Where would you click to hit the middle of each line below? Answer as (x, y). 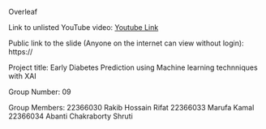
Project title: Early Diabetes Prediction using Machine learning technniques (133, 67)
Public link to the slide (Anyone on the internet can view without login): (127, 43)
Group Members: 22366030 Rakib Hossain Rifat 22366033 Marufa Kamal (131, 107)
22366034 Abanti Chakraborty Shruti (71, 116)
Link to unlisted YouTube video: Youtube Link (84, 27)
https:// (21, 52)
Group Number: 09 (40, 92)
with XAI (22, 76)
